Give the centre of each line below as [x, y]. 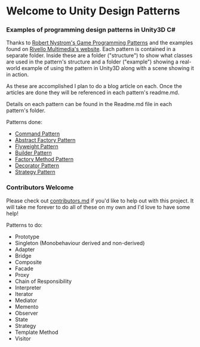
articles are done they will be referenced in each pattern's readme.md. [93, 93]
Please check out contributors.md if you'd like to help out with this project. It [100, 200]
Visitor [23, 338]
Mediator [26, 300]
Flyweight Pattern [36, 147]
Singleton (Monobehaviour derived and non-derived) [80, 243]
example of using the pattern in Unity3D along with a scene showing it [107, 68]
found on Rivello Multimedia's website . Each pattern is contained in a [91, 49]
